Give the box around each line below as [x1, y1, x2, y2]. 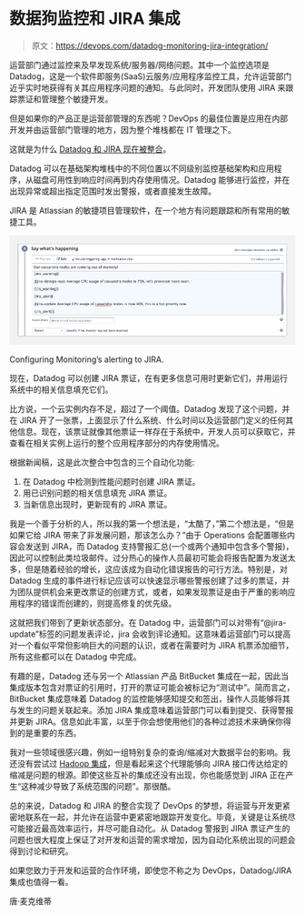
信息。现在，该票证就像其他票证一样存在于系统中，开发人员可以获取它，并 [16, 426, 296, 437]
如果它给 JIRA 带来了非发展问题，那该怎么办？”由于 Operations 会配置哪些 [9, 529, 288, 540]
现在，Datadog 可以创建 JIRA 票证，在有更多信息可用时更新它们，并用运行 [9, 372, 289, 383]
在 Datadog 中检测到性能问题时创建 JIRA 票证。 [22, 476, 201, 487]
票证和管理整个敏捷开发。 [16, 93, 113, 105]
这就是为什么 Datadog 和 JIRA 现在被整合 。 [9, 143, 172, 155]
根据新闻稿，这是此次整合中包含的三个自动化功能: [9, 457, 195, 468]
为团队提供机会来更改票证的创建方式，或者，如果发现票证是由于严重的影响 [9, 586, 288, 597]
